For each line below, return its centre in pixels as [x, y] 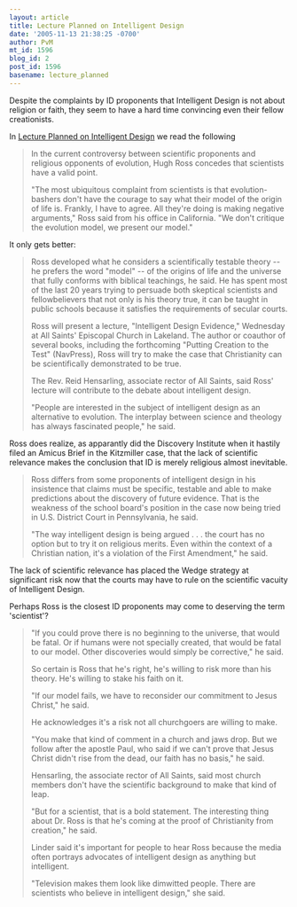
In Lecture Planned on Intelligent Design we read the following [123, 136]
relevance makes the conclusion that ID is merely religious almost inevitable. [148, 462]
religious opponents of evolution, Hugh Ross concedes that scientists [157, 163]
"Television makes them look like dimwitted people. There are [143, 883]
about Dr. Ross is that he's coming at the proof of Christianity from [152, 820]
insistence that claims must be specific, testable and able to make [151, 489]
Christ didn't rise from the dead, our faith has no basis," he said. [148, 758]
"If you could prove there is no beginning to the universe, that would [155, 633]
